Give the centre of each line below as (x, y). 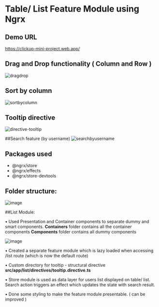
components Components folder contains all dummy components (71, 232)
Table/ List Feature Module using (72, 9)
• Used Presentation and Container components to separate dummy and (77, 222)
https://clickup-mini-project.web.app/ (43, 49)
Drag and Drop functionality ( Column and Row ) (78, 64)
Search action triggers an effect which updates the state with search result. (80, 285)
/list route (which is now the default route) (47, 256)
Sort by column (29, 91)
